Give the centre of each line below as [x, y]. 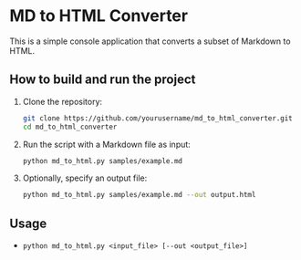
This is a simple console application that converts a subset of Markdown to [150, 41]
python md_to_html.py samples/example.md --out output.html [139, 195]
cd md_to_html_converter [70, 127]
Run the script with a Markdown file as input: [107, 144]
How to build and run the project [103, 80]
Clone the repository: [62, 101]
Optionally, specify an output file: [85, 178]
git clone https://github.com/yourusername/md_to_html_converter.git [158, 118]
